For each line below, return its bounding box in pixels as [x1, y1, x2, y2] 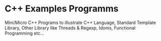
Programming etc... [5, 30, 45, 36]
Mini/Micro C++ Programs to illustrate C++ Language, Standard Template [5, 19, 156, 25]
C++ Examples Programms [5, 3, 119, 14]
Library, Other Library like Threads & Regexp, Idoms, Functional [5, 24, 136, 30]
